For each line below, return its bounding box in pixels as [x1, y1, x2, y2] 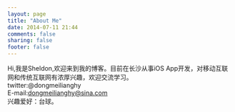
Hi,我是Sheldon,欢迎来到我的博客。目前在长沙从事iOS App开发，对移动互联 [7, 64, 229, 72]
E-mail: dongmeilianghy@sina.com [7, 88, 109, 97]
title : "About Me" [7, 17, 62, 24]
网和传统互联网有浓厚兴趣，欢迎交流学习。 [7, 73, 133, 81]
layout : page [7, 10, 46, 18]
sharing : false [7, 37, 53, 44]
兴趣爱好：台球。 [7, 97, 58, 106]
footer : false [7, 44, 50, 51]
